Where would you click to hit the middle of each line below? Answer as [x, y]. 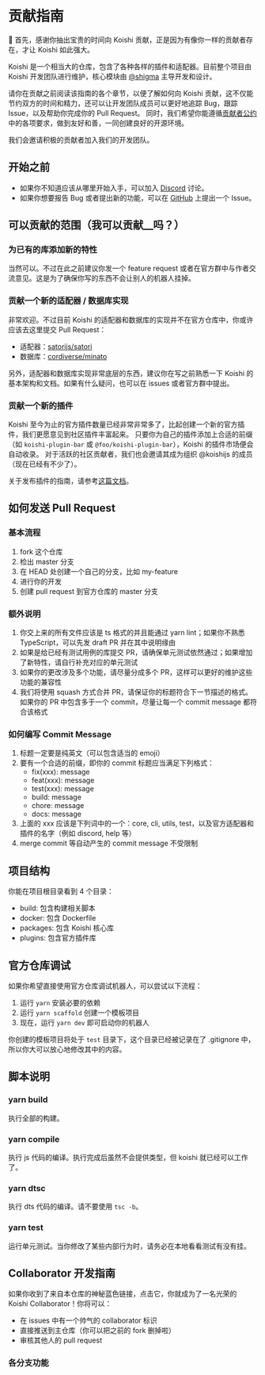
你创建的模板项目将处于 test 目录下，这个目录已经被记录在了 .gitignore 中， [132, 1039]
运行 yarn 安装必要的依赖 [60, 1002]
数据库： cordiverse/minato [63, 356]
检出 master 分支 [47, 561]
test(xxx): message [63, 789]
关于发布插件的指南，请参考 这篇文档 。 [70, 481]
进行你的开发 [40, 581]
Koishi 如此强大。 [66, 49]
